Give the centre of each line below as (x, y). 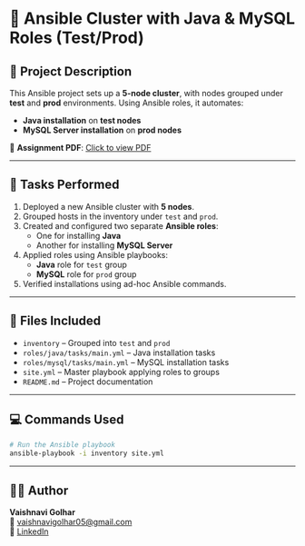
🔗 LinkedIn (29, 531)
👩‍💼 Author (39, 490)
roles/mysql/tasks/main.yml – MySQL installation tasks (126, 362)
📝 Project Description (71, 71)
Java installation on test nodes (82, 120)
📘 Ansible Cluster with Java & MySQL (152, 19)
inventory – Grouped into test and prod (96, 342)
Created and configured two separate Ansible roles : (120, 225)
